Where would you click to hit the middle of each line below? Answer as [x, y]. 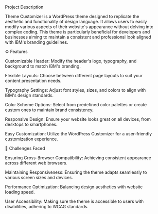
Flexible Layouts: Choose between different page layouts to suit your [74, 75]
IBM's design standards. [29, 95]
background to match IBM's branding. [43, 66]
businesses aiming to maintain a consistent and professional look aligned [78, 37]
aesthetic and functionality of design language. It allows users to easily [76, 22]
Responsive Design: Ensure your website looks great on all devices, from [78, 119]
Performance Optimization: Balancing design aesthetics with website [74, 187]
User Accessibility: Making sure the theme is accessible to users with [75, 201]
